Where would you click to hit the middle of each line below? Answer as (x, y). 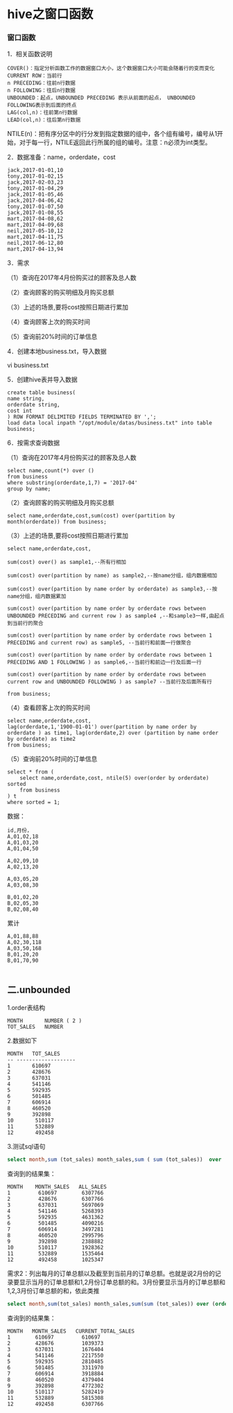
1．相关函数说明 (30, 54)
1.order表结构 (26, 1008)
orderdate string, (34, 405)
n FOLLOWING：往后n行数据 (42, 91)
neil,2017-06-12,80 (35, 243)
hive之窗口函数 (50, 14)
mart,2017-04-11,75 (35, 237)
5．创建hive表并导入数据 (42, 379)
